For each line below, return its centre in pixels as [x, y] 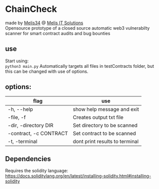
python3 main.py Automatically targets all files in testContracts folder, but [80, 66]
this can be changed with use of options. [47, 71]
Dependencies [28, 159]
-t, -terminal [23, 141]
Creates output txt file [98, 117]
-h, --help [20, 109]
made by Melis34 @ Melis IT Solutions [44, 23]
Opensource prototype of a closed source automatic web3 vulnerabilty [78, 28]
